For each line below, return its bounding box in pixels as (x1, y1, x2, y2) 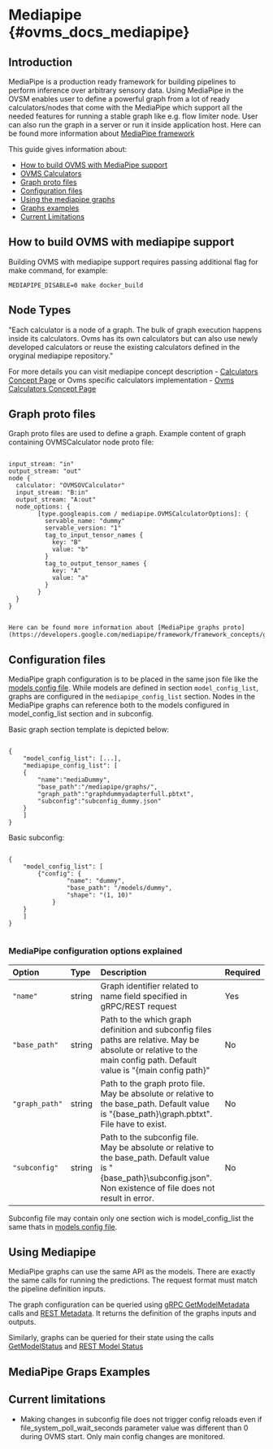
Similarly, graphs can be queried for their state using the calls (8, 1333, 214, 1343)
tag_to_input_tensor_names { (44, 531, 144, 539)
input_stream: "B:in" (15, 489, 89, 497)
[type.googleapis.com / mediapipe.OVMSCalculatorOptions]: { (37, 510, 249, 518)
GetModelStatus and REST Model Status (8, 1342, 144, 1352)
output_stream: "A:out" (15, 495, 96, 504)
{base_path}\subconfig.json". (100, 1172, 213, 1183)
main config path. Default (100, 1054, 197, 1066)
